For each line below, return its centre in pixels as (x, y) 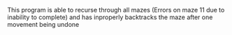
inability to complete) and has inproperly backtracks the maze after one (110, 17)
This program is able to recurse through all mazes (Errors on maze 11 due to (116, 10)
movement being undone (43, 24)
